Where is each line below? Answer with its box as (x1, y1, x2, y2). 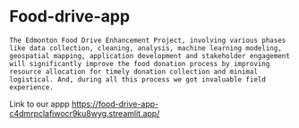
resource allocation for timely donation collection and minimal (9, 67, 258, 76)
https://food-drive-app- (71, 98, 159, 109)
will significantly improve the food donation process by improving (9, 59, 270, 68)
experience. (9, 82, 54, 91)
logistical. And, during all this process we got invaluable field (9, 74, 267, 84)
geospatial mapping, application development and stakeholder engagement (9, 51, 291, 60)
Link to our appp (9, 98, 70, 109)
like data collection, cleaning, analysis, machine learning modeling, (9, 43, 282, 53)
